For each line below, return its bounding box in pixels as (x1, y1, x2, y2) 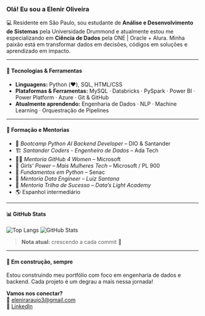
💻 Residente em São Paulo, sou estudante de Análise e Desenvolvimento (6, 19, 193, 26)
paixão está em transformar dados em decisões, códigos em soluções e (6, 41, 188, 48)
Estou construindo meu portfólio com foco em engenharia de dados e (6, 271, 181, 279)
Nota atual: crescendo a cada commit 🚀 (21, 238, 122, 245)
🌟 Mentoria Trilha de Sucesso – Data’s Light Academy (15, 181, 151, 189)
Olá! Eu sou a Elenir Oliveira (6, 5, 90, 13)
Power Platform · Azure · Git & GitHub (15, 93, 109, 101)
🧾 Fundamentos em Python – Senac (15, 168, 106, 176)
